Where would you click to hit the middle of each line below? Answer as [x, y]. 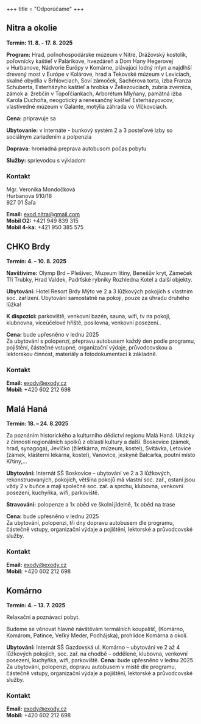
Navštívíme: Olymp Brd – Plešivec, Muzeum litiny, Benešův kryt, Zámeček [100, 273]
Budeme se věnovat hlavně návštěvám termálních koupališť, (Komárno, [95, 629]
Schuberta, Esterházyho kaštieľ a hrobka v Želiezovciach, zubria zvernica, [99, 87]
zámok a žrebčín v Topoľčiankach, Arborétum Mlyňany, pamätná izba [94, 93]
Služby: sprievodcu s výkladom [46, 160]
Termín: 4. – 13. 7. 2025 [36, 605]
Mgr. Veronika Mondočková [41, 189]
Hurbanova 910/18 [29, 196]
